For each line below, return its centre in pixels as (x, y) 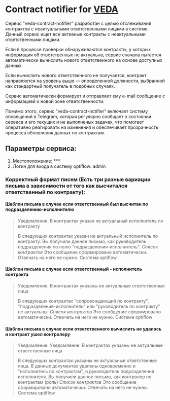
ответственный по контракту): (45, 192)
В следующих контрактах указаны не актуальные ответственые (87, 360)
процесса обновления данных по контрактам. (55, 132)
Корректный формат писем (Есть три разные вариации (78, 179)
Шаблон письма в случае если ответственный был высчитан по (77, 204)
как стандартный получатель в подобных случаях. (60, 86)
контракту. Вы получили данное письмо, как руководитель (82, 241)
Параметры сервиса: (41, 149)
